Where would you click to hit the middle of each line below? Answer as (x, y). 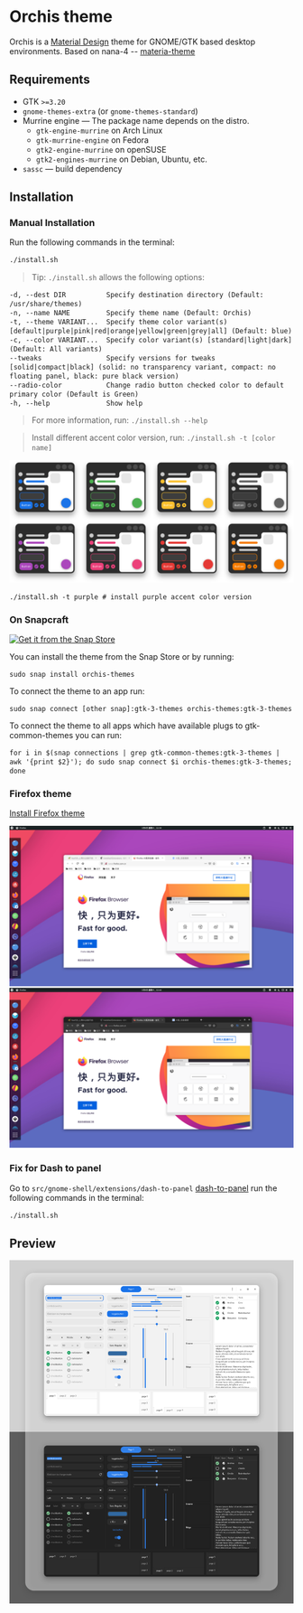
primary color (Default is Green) (74, 395)
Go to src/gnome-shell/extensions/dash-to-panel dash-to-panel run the (143, 1188)
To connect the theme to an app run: (77, 691)
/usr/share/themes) (46, 305)
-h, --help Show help (76, 404)
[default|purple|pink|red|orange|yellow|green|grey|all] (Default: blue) (151, 332)
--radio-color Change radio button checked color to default (147, 386)
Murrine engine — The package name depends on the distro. (136, 120)
